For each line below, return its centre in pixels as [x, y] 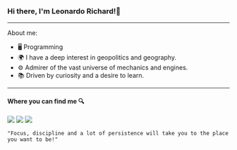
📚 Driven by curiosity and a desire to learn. [81, 76]
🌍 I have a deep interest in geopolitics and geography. [97, 57]
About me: [22, 33]
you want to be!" [33, 139]
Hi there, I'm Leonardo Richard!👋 [64, 11]
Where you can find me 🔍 [46, 101]
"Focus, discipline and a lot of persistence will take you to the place [118, 133]
